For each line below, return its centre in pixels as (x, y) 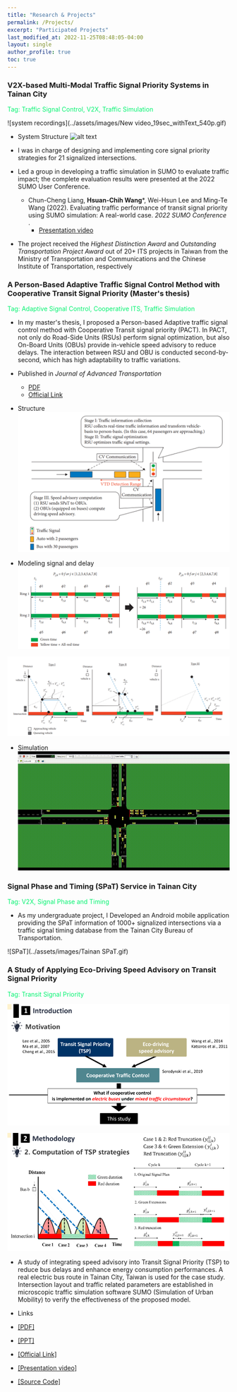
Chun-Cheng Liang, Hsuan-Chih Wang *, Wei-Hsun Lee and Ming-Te (128, 200)
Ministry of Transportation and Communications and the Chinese (112, 259)
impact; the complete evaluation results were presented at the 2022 (116, 179)
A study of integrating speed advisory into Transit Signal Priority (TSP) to (123, 1262)
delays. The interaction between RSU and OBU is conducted (105, 352)
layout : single (30, 45)
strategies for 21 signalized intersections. (77, 158)
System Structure (43, 137)
